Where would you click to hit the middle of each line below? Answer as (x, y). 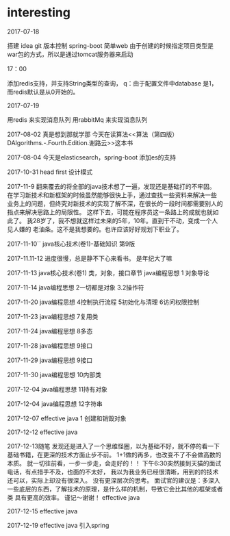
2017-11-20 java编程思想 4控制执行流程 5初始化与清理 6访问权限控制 (103, 302)
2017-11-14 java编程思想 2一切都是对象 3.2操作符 (76, 287)
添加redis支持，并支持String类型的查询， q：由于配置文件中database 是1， (112, 83)
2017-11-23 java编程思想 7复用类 (53, 316)
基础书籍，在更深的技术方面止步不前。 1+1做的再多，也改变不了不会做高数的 (114, 455)
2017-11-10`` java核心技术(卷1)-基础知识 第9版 (71, 244)
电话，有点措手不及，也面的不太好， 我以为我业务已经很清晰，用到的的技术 (113, 472)
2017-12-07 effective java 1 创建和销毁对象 (67, 418)
